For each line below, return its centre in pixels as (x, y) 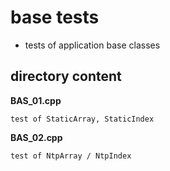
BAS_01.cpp (36, 100)
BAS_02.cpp (36, 137)
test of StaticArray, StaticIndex (82, 119)
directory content (66, 76)
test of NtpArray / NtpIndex (71, 156)
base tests (55, 17)
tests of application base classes (92, 45)
